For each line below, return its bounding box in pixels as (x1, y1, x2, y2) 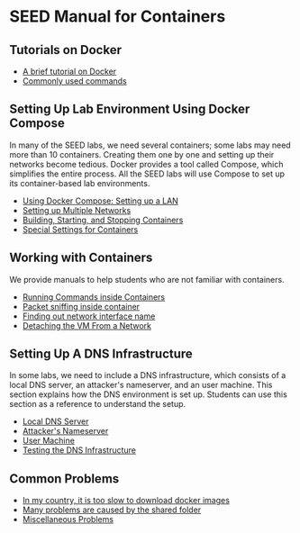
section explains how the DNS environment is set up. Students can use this (9, 389, 288, 400)
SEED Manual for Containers (9, 6, 226, 27)
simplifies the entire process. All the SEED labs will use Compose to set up (9, 168, 286, 179)
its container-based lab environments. (9, 177, 150, 188)
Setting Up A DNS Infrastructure (9, 347, 194, 362)
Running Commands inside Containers (22, 291, 165, 303)
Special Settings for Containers (22, 223, 139, 235)
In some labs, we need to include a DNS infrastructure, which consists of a (9, 370, 286, 381)
